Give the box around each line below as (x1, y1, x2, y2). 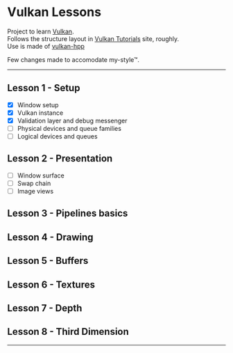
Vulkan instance (17, 109, 64, 117)
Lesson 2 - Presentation (7, 152, 113, 164)
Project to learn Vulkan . (7, 27, 74, 36)
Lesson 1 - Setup (7, 82, 80, 94)
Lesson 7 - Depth (7, 302, 83, 314)
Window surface (17, 171, 64, 180)
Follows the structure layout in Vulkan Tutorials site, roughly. (7, 34, 179, 42)
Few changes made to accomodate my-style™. (7, 55, 140, 63)
